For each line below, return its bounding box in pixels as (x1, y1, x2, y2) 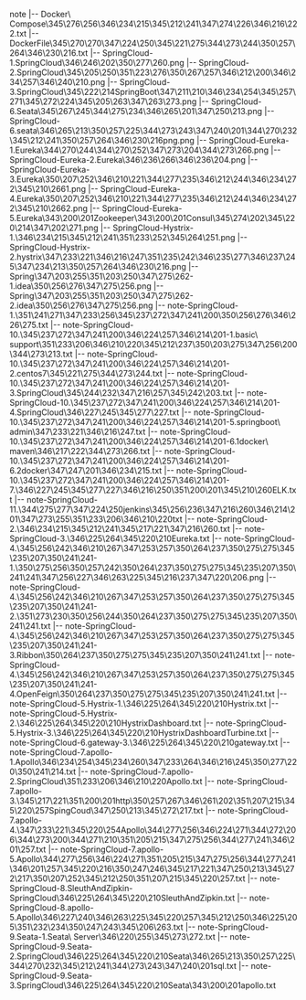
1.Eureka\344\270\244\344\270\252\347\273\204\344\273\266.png (9, 144, 269, 155)
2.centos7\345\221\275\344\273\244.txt (9, 368, 163, 378)
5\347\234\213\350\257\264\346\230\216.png (9, 261, 187, 271)
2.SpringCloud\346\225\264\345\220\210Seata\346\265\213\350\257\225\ (9, 951, 296, 962)
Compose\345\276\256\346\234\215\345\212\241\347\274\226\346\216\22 (9, 18, 298, 29)
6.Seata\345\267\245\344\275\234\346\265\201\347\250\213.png (9, 106, 263, 116)
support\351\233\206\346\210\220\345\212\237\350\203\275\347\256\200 (9, 339, 298, 349)
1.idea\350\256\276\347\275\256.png (9, 281, 153, 292)
